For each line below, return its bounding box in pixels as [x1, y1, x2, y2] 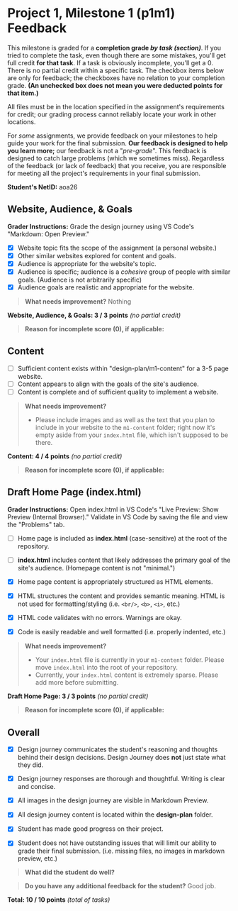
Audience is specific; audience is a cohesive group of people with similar [17, 267, 231, 276]
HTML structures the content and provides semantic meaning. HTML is [17, 592, 225, 600]
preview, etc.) [17, 854, 58, 863]
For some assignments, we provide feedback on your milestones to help [7, 131, 218, 140]
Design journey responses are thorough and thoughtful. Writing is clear [17, 775, 225, 783]
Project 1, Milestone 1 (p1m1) [7, 5, 176, 21]
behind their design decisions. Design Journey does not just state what [17, 753, 226, 762]
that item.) [7, 89, 39, 97]
